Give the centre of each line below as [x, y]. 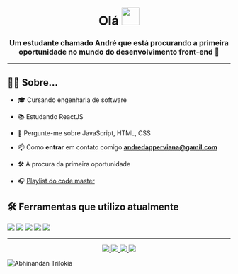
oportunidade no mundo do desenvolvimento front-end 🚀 [119, 52]
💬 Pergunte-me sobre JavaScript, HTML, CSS [84, 133]
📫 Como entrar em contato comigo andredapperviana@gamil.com [118, 147]
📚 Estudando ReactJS [50, 117]
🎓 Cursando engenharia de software [72, 100]
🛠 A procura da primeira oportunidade [74, 164]
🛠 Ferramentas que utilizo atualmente [93, 206]
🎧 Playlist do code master [56, 181]
